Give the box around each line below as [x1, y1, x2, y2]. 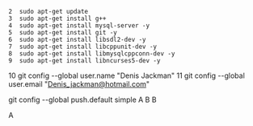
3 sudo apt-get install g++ [8, 14, 107, 22]
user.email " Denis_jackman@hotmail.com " [8, 79, 150, 88]
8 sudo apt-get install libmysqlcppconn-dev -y [8, 50, 175, 58]
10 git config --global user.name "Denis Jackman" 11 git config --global [8, 71, 245, 80]
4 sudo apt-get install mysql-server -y [8, 22, 150, 30]
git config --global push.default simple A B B [8, 95, 157, 104]
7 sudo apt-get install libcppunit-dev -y [8, 43, 158, 51]
